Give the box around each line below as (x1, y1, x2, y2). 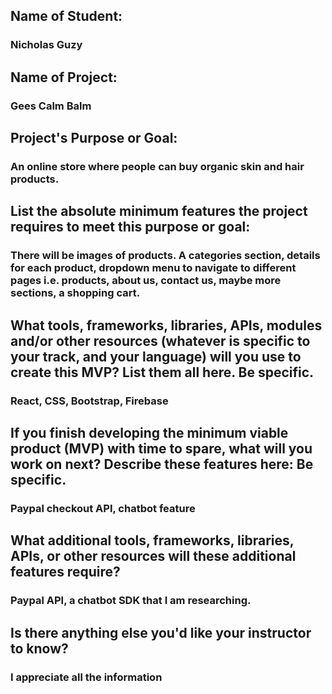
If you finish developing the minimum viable (10, 424, 289, 441)
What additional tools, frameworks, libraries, (10, 532, 295, 549)
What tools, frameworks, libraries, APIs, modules (10, 317, 323, 334)
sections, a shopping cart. (10, 286, 141, 300)
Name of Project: (10, 69, 118, 86)
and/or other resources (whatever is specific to (10, 332, 311, 349)
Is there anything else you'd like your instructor (10, 624, 312, 641)
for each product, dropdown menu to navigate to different (10, 261, 297, 275)
